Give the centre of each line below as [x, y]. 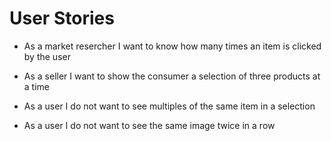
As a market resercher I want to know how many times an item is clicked [172, 46]
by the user [47, 56]
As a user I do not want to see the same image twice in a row [149, 125]
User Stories [62, 18]
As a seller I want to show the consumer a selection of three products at [172, 76]
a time [36, 86]
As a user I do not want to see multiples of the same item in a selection [169, 106]
